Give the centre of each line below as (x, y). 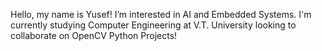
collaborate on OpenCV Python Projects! (94, 35)
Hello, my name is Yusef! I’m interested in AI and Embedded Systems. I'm (161, 14)
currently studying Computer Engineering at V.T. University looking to (153, 25)
